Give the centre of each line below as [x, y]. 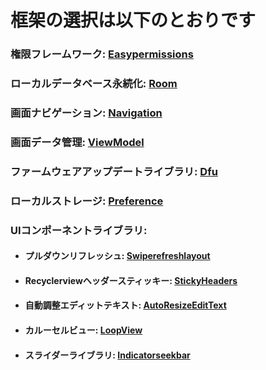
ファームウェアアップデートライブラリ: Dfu [114, 171]
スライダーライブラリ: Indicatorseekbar [107, 355]
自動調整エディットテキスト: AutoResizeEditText [125, 305]
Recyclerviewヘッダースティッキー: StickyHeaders [131, 280]
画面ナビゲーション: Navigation [86, 113]
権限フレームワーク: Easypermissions [102, 54]
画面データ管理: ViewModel [77, 142]
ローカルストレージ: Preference [87, 201]
